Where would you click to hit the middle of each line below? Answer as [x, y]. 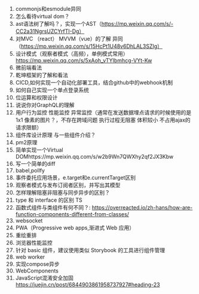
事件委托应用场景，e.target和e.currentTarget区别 [76, 178]
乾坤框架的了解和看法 [42, 75]
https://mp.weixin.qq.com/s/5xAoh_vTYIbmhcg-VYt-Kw [84, 60]
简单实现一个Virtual [39, 150]
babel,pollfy [30, 170]
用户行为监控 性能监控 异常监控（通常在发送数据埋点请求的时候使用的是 [103, 112]
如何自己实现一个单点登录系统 [52, 90]
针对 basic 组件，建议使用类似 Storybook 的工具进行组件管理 [90, 250]
